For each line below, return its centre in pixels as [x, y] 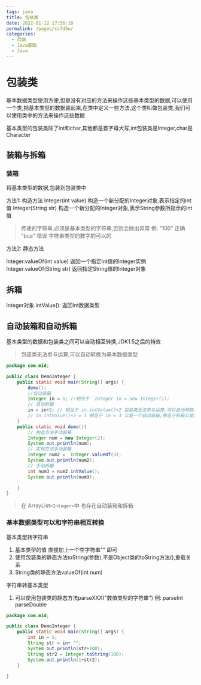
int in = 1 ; [43, 638]
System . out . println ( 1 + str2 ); [64, 660]
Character [19, 134]
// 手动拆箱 [41, 466]
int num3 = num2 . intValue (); [64, 471]
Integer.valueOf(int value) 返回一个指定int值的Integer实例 [76, 261]
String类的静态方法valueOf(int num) [59, 572]
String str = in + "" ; [55, 643]
